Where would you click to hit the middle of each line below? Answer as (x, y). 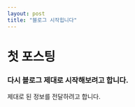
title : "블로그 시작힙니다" (42, 20)
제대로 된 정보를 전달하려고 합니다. (54, 96)
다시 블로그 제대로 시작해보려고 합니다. (68, 80)
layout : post (26, 14)
